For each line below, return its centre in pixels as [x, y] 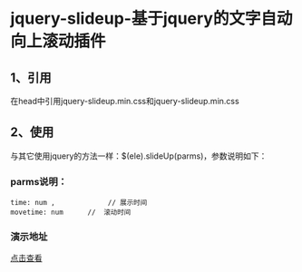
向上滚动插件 [58, 41]
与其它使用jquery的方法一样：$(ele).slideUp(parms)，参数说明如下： [139, 156]
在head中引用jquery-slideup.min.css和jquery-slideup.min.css [125, 101]
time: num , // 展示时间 [79, 203]
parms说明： [39, 181]
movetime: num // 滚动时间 [71, 213]
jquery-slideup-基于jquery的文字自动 [151, 19]
